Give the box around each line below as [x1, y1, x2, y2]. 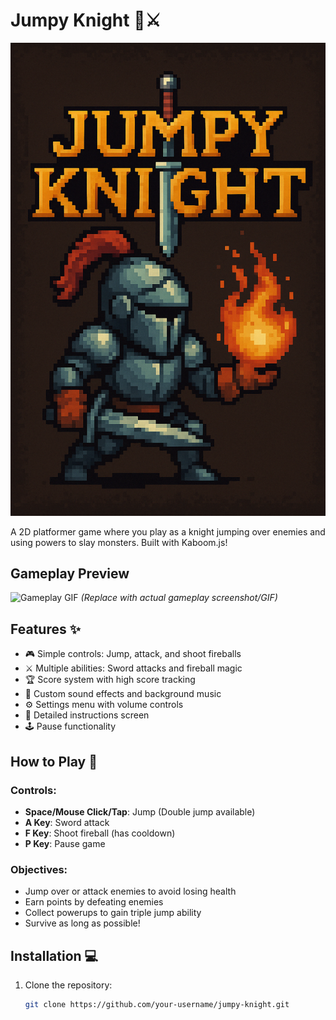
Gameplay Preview [10, 565, 130, 583]
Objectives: [10, 862, 68, 876]
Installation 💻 [10, 947, 99, 964]
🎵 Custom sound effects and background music [24, 688, 222, 700]
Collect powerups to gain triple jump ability [24, 907, 202, 919]
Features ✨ [10, 620, 81, 638]
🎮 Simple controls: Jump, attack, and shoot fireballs [24, 648, 242, 660]
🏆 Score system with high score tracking [24, 674, 196, 686]
